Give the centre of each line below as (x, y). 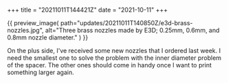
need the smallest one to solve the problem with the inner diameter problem (114, 58)
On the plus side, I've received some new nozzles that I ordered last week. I (114, 51)
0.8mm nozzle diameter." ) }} (48, 37)
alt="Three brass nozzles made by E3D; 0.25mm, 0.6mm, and (132, 30)
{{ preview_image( (33, 23)
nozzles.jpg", (25, 30)
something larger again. (41, 72)
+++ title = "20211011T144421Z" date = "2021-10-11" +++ (88, 10)
